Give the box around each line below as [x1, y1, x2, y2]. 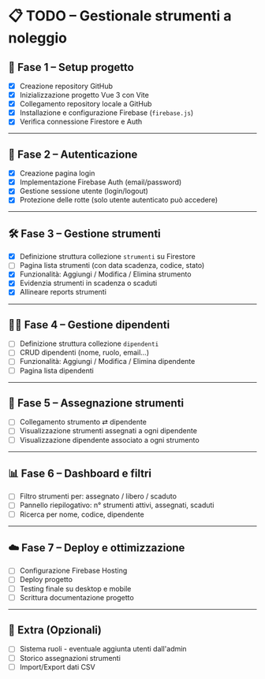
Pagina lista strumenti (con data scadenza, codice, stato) [19, 261, 205, 270]
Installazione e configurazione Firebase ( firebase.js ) [19, 108, 194, 117]
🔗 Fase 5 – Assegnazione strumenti [8, 396, 185, 410]
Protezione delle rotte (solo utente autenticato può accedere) [19, 195, 218, 205]
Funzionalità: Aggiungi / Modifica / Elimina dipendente [19, 357, 196, 366]
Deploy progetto [19, 575, 73, 584]
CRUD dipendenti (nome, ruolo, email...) [19, 348, 150, 358]
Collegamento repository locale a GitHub [19, 99, 152, 109]
